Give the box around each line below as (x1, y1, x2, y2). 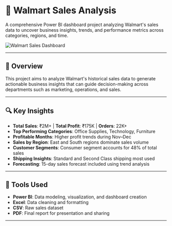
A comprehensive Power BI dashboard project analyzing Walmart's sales (5, 21, 159, 28)
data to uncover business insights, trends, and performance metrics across (5, 27, 164, 33)
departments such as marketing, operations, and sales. (5, 86, 121, 93)
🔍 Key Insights (5, 107, 54, 116)
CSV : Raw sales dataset (12, 205, 64, 211)
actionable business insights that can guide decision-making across (5, 81, 148, 87)
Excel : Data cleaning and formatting (12, 199, 89, 206)
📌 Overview (5, 62, 43, 71)
